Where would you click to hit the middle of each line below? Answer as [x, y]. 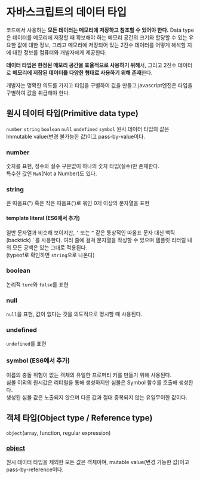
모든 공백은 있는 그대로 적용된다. [50, 247]
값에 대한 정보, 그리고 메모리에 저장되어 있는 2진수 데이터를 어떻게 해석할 [101, 45]
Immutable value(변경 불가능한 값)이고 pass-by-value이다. [76, 136]
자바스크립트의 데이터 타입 [67, 12]
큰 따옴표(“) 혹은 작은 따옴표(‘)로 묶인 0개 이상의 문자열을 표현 [78, 203]
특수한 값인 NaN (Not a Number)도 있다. [52, 173]
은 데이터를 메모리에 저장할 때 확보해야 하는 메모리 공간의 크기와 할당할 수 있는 [97, 37]
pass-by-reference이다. [35, 469]
